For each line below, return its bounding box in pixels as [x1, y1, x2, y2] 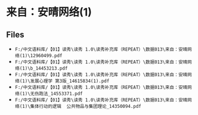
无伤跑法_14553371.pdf [30, 91, 83, 97]
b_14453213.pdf [30, 66, 68, 72]
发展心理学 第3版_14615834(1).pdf [30, 78, 110, 84]
